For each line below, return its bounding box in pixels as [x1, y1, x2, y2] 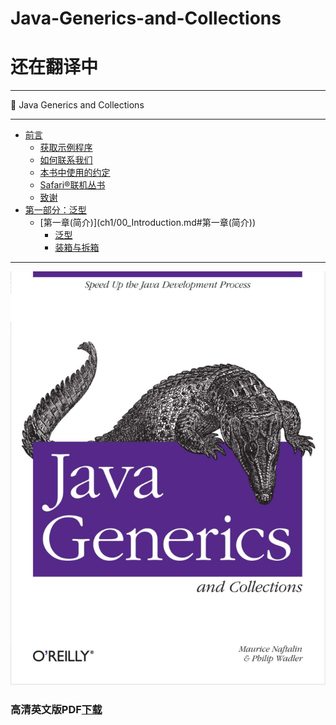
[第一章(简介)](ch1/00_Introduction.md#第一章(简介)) [39, 217, 257, 229]
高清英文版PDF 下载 [10, 702, 103, 716]
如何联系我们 [39, 154, 93, 166]
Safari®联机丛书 [39, 179, 106, 191]
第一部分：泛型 [24, 204, 87, 216]
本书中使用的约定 [39, 167, 111, 179]
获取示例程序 [39, 142, 93, 154]
